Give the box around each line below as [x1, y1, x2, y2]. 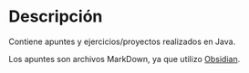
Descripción [8, 6, 103, 27]
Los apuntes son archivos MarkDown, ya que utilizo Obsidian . [8, 53, 241, 64]
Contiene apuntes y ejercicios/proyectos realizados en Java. [8, 36, 236, 47]
